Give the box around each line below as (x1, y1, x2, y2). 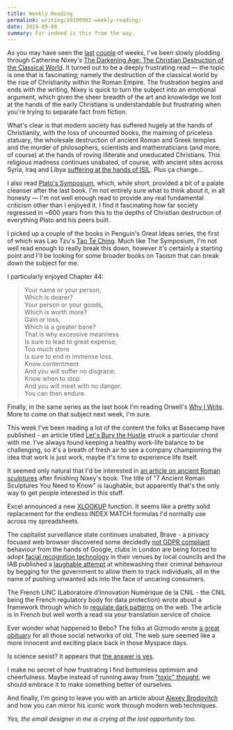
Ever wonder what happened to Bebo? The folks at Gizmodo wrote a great (7, 624, 220, 633)
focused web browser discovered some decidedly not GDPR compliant (7, 538, 210, 546)
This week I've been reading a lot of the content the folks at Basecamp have (7, 423, 225, 432)
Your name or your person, (24, 286, 102, 294)
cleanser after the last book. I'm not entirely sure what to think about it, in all (7, 186, 225, 195)
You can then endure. (24, 389, 86, 398)
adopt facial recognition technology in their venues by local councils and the (7, 553, 226, 561)
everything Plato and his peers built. (7, 216, 111, 225)
